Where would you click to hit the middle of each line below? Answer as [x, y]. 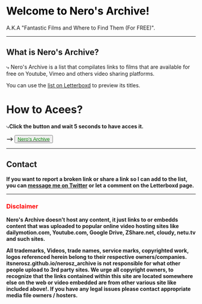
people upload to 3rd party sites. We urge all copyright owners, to [90, 270]
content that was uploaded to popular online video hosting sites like [93, 226]
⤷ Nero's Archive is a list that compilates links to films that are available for [98, 67]
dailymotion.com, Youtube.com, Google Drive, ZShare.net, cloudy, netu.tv [101, 232]
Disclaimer [22, 206]
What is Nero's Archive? [53, 52]
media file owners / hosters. [42, 295]
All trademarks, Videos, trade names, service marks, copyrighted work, [98, 250]
